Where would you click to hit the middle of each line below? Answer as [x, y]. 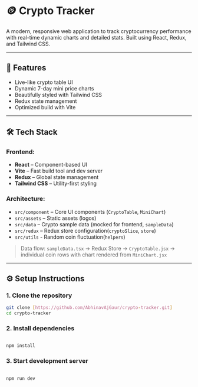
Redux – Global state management [57, 177]
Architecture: [26, 199]
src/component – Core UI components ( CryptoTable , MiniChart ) [90, 212]
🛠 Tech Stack [32, 132]
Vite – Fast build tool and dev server [59, 171]
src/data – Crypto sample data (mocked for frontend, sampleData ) [94, 224]
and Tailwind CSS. [28, 44]
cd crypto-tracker [29, 313]
